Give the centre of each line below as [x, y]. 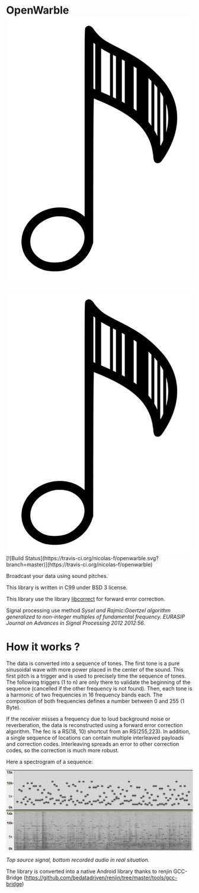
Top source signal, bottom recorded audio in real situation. [78, 860]
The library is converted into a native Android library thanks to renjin [89, 871]
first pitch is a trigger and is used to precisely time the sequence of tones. [96, 676]
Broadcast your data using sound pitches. [57, 576]
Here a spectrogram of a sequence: [49, 762]
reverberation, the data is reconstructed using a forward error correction [94, 725]
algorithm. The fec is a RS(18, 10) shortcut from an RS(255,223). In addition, [98, 731]
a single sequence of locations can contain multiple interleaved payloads [95, 737]
